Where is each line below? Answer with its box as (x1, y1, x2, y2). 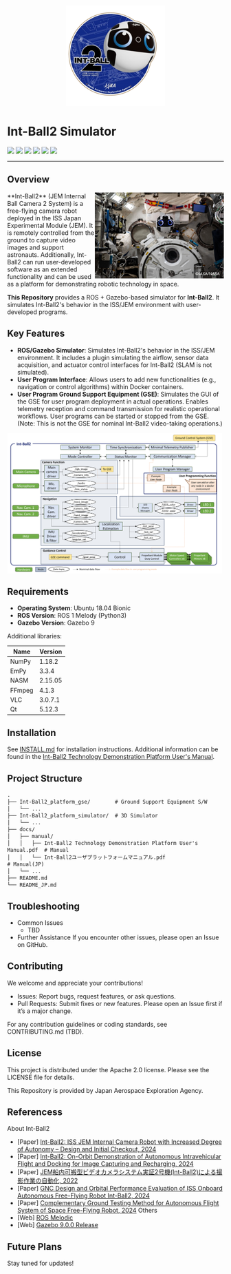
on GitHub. (16, 940, 48, 948)
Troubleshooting (7, 900, 80, 912)
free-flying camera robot (7, 207, 78, 215)
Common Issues (16, 918, 63, 927)
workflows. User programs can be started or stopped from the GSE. (16, 412, 210, 420)
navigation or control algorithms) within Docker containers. (16, 382, 184, 390)
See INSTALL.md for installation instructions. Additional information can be (7, 745, 219, 753)
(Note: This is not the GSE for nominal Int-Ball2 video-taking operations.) (16, 419, 223, 428)
